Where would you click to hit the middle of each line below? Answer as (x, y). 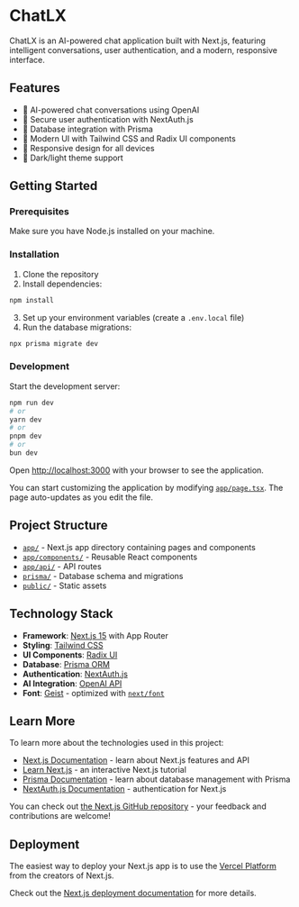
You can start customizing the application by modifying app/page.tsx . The (146, 487)
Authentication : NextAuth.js (75, 674)
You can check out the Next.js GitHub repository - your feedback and (138, 806)
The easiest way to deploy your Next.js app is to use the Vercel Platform (143, 866)
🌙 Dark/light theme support (72, 158)
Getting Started (54, 186)
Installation (35, 255)
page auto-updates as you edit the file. (82, 497)
